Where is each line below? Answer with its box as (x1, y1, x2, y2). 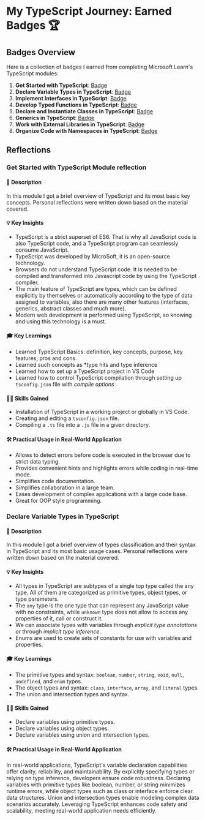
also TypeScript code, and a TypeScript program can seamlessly (15, 239, 179, 247)
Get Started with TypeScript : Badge (15, 81, 108, 89)
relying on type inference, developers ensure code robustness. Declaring (6, 775, 191, 782)
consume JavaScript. (15, 246, 69, 254)
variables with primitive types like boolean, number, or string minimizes (6, 781, 185, 788)
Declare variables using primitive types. (15, 718, 115, 726)
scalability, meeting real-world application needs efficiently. (6, 807, 157, 814)
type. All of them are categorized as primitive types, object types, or (15, 589, 188, 596)
